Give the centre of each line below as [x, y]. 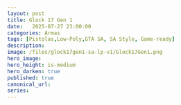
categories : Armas [34, 33]
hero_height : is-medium [42, 65]
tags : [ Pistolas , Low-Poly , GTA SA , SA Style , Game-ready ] [91, 39]
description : [26, 46]
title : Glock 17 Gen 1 [40, 20]
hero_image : [24, 59]
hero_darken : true [34, 71]
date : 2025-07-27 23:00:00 [49, 26]
